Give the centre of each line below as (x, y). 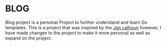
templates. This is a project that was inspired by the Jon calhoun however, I (83, 27)
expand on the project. (29, 38)
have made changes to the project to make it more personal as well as (78, 33)
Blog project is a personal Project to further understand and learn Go (76, 22)
